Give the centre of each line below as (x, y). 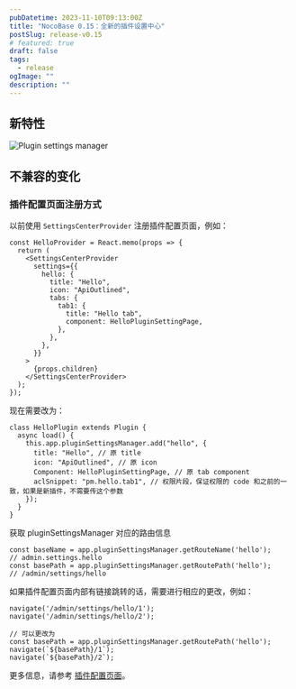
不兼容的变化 (45, 176)
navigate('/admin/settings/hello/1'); (82, 609)
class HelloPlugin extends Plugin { (78, 428)
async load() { (46, 436)
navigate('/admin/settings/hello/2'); (82, 617)
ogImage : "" (31, 77)
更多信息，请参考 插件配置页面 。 (70, 675)
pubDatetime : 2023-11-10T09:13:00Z (76, 18)
